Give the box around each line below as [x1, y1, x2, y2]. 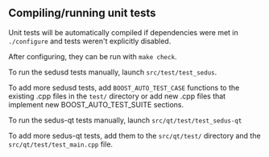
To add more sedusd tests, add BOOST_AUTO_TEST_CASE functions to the [8, 83, 240, 92]
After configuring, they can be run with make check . [8, 51, 177, 61]
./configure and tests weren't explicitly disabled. [8, 36, 172, 46]
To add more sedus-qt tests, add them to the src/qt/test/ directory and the [8, 131, 261, 140]
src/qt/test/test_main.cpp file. [8, 139, 114, 149]
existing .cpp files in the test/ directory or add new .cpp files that [8, 91, 226, 101]
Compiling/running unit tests [8, 6, 156, 20]
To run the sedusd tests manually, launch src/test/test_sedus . [8, 67, 217, 77]
